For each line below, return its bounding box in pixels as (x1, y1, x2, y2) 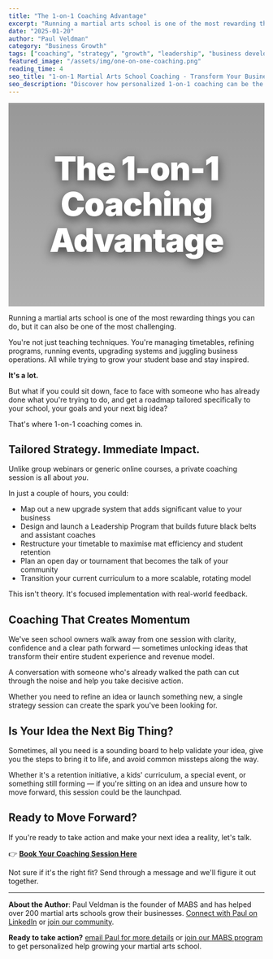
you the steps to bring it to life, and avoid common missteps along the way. (8, 754, 259, 764)
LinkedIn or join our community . (8, 917, 115, 926)
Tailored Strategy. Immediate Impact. (8, 442, 201, 456)
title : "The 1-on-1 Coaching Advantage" (8, 11, 148, 20)
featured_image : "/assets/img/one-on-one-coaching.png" (8, 58, 201, 66)
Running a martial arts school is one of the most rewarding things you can (8, 312, 255, 322)
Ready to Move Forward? (8, 811, 137, 825)
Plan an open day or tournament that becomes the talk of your (19, 556, 229, 566)
